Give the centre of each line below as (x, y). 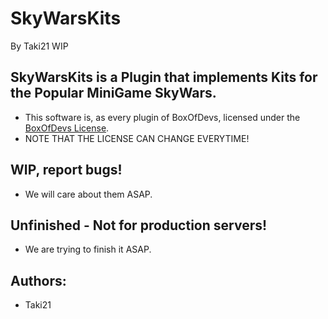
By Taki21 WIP (39, 46)
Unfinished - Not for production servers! (139, 225)
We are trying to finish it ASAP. (88, 249)
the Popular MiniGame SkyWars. (113, 93)
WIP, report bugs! (66, 170)
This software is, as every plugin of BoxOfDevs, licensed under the (162, 117)
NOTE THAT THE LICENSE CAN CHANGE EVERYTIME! (137, 138)
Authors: (38, 280)
